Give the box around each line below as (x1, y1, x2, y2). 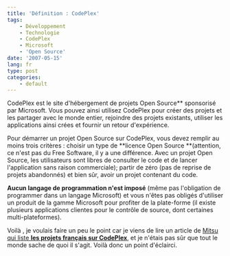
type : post (7, 67, 38, 74)
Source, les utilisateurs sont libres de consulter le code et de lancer (7, 156, 198, 165)
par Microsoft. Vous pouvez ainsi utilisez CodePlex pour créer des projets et (7, 106, 222, 115)
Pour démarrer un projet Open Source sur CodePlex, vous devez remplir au (7, 135, 220, 143)
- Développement (19, 23, 67, 30)
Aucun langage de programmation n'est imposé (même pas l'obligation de (7, 184, 221, 192)
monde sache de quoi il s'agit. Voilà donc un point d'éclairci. (7, 241, 177, 249)
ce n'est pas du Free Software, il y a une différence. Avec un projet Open (7, 149, 213, 157)
